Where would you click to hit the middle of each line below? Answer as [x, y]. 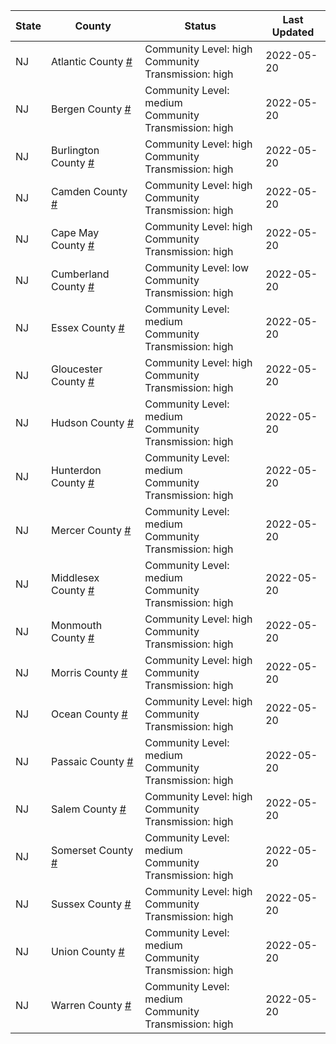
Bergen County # [91, 109]
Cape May [75, 232]
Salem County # [88, 809]
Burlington [75, 150]
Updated [293, 32]
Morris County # [89, 672]
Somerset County [92, 850]
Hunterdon [76, 470]
